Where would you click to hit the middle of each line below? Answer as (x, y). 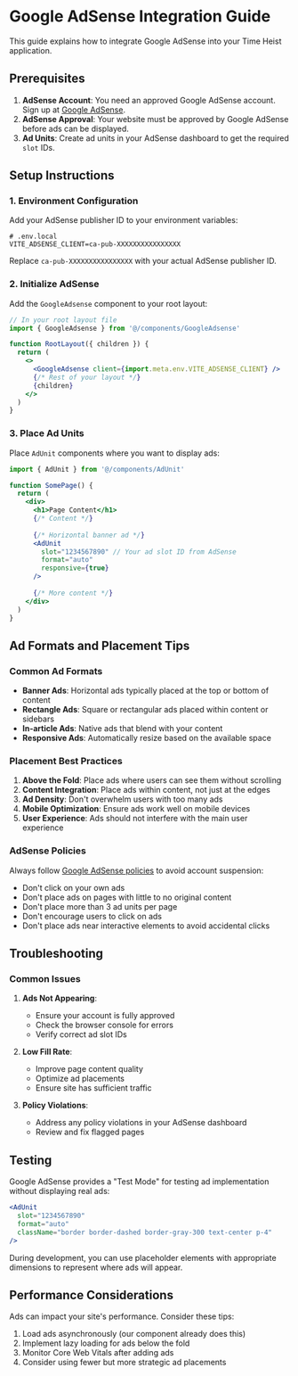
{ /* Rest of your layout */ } (87, 377)
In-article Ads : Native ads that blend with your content (122, 729)
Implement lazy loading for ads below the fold (106, 1343)
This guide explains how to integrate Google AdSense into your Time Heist (145, 41)
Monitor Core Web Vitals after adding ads (98, 1353)
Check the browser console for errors (104, 1025)
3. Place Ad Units (47, 433)
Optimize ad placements (80, 1079)
